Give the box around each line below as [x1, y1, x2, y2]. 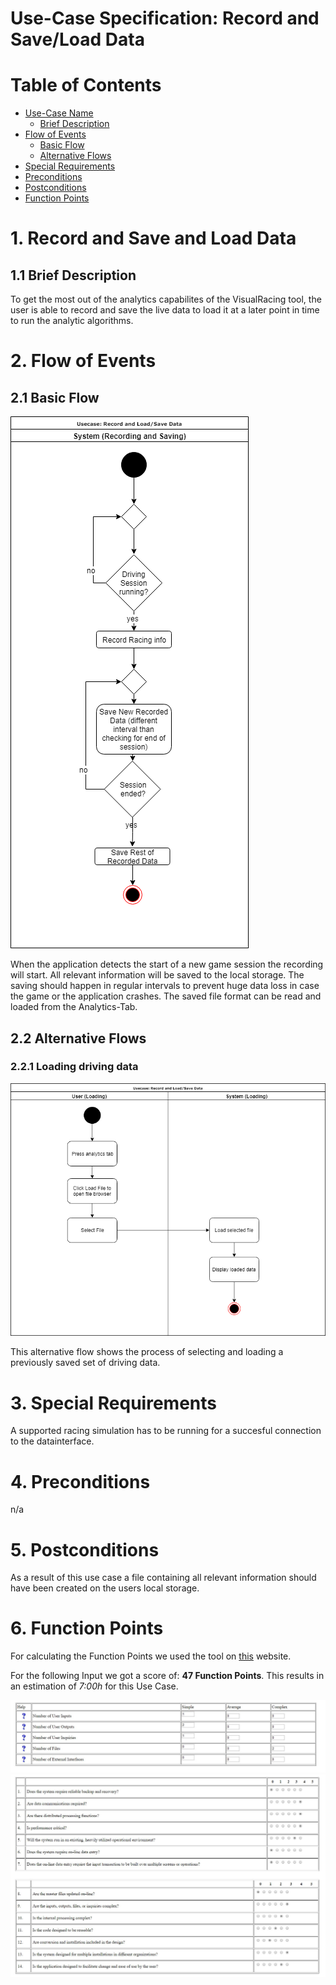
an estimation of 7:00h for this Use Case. [10, 1680, 179, 1692]
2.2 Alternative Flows [10, 1030, 147, 1047]
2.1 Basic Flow [10, 389, 100, 406]
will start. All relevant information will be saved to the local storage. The [10, 969, 305, 981]
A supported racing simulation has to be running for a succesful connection [10, 1425, 322, 1437]
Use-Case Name [24, 107, 94, 119]
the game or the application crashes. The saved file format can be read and [10, 990, 322, 1002]
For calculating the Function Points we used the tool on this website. [10, 1650, 292, 1662]
